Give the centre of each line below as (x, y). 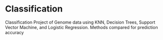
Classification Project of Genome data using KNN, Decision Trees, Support (80, 22)
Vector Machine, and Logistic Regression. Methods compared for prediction (81, 27)
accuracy (14, 32)
